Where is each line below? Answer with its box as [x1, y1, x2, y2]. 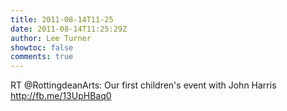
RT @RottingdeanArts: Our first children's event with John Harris [10, 79, 277, 91]
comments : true [10, 52, 74, 62]
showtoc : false [10, 42, 74, 53]
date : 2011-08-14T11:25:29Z [10, 24, 128, 34]
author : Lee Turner [10, 33, 92, 43]
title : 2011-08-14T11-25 [10, 14, 114, 25]
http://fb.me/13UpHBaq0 [10, 90, 112, 102]
